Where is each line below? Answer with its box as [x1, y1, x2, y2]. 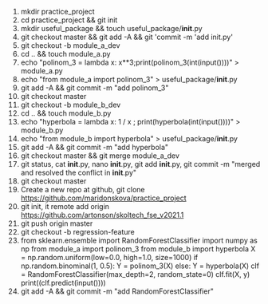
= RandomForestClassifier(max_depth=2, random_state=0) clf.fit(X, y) [20, 270, 250, 278]
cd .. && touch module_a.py [20, 49, 111, 58]
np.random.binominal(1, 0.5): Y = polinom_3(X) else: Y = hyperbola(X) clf [20, 261, 260, 270]
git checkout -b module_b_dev [20, 100, 121, 109]
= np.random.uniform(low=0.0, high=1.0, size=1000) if [20, 253, 199, 262]
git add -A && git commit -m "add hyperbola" [20, 143, 169, 152]
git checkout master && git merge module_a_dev [20, 151, 180, 160]
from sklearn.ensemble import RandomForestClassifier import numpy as [20, 235, 258, 245]
